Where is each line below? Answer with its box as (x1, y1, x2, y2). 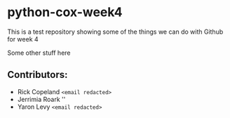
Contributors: (7, 69, 68, 81)
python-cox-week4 (7, 4, 123, 20)
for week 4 (7, 34, 39, 43)
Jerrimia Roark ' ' (17, 95, 66, 103)
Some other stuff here (7, 48, 72, 57)
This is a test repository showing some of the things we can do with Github (7, 27, 224, 36)
